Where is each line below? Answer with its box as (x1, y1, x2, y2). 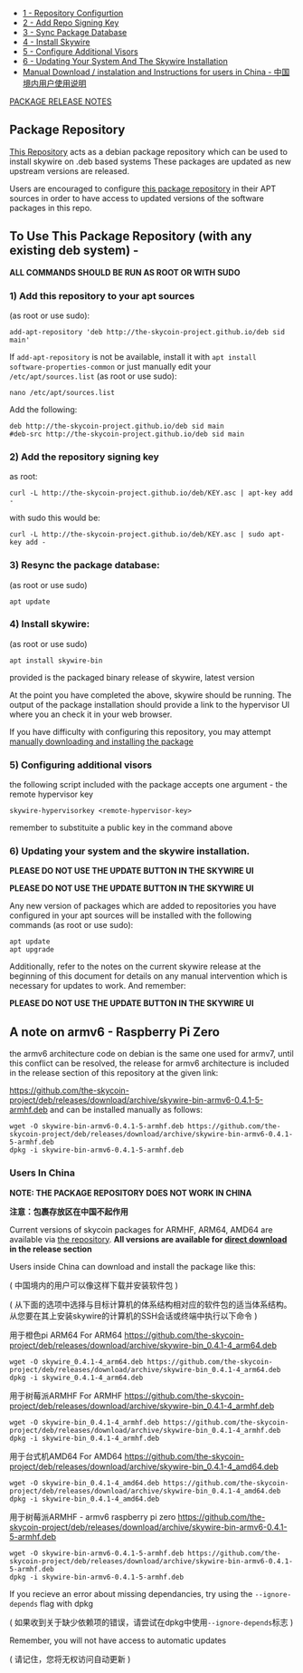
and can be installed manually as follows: (49, 1105, 204, 1116)
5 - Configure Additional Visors (22, 46, 138, 57)
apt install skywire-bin (9, 656, 103, 665)
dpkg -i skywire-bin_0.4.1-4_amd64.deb (9, 1494, 160, 1504)
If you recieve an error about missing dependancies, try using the (9, 1588, 253, 1599)
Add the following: (9, 403, 78, 415)
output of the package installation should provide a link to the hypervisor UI (9, 699, 290, 710)
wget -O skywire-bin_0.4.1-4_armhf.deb (9, 1417, 160, 1426)
